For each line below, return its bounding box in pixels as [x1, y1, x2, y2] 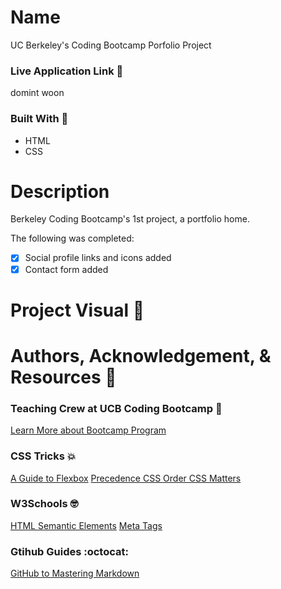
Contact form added [24, 263, 109, 275]
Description [10, 180, 110, 203]
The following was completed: [10, 232, 135, 245]
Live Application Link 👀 [10, 64, 124, 78]
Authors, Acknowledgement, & [10, 344, 272, 367]
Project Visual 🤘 [10, 299, 145, 321]
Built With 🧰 [10, 112, 69, 126]
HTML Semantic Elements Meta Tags [10, 519, 163, 531]
